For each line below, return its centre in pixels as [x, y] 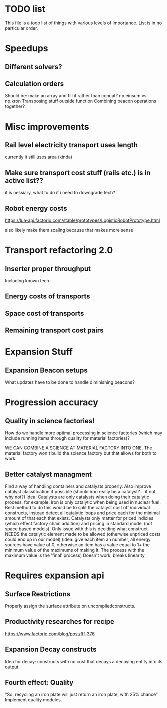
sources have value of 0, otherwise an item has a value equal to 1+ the [77, 545]
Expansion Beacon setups [47, 370]
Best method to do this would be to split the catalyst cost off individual [78, 507]
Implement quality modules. [34, 700]
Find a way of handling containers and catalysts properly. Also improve [78, 486]
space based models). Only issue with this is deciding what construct [77, 529]
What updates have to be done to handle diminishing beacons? [70, 382]
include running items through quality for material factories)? [67, 438]
